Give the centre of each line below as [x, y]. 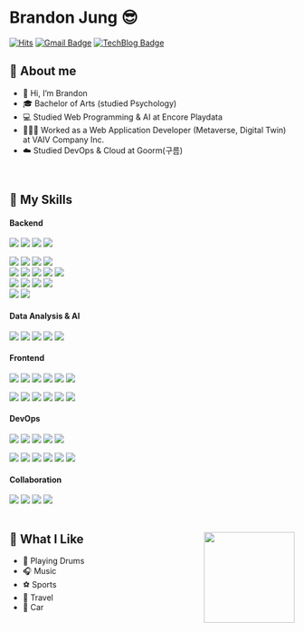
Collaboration [35, 480]
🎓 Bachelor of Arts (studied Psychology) [100, 103]
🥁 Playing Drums [53, 560]
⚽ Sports [39, 584]
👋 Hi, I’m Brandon [55, 92]
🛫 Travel [38, 598]
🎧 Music [39, 570]
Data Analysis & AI [45, 316]
